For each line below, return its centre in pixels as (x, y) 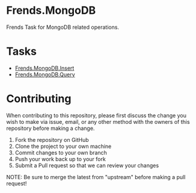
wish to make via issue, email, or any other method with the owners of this (98, 121)
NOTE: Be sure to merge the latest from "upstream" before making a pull (96, 177)
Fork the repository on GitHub (52, 139)
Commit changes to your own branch (61, 152)
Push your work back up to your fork (60, 159)
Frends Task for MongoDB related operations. (63, 27)
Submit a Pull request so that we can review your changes (87, 165)
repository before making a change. (51, 128)
